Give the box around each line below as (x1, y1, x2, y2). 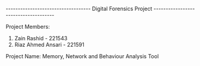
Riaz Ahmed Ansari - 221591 (14, 41, 85, 48)
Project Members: (5, 23, 50, 30)
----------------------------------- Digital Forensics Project (5, 5, 152, 12)
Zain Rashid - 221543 (14, 35, 67, 41)
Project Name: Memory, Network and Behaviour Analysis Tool (5, 53, 159, 59)
